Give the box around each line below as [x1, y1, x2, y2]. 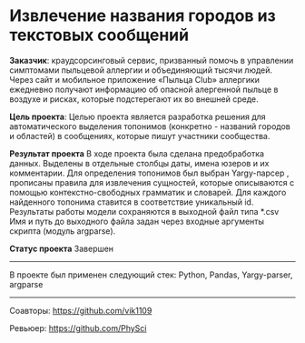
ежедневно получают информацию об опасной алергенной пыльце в [9, 84, 279, 95]
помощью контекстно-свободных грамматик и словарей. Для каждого [9, 187, 287, 197]
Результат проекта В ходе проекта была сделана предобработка [9, 147, 265, 159]
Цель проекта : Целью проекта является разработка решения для [9, 111, 266, 122]
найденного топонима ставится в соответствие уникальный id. [9, 197, 254, 207]
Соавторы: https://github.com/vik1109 [9, 305, 152, 316]
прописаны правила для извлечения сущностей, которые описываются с [9, 177, 295, 187]
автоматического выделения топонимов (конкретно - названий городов [9, 120, 290, 132]
